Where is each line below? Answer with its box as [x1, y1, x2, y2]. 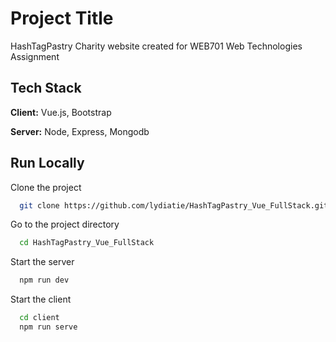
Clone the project [10, 181, 82, 193]
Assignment [10, 50, 60, 62]
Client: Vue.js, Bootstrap [10, 106, 112, 118]
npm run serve [19, 322, 78, 332]
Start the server [10, 256, 75, 268]
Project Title [10, 7, 114, 30]
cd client [19, 313, 60, 323]
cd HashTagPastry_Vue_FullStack [19, 238, 155, 248]
